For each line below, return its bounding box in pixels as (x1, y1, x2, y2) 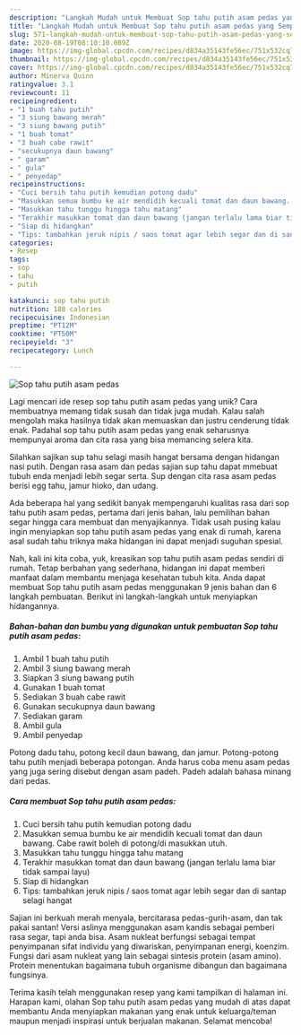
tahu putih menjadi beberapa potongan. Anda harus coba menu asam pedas (9, 756, 290, 767)
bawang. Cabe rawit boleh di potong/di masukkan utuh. (21, 838, 228, 848)
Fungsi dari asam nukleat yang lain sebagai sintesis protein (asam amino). (9, 950, 282, 961)
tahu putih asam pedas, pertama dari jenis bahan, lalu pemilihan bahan (9, 507, 271, 517)
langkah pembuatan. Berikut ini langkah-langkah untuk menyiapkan (9, 591, 258, 602)
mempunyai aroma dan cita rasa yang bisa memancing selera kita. (9, 434, 254, 445)
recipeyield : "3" (9, 338, 74, 347)
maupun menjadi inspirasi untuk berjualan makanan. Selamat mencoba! (9, 1015, 273, 1026)
